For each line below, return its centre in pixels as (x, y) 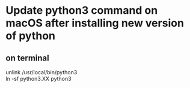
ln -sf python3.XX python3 (38, 79)
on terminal (27, 58)
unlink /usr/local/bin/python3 (41, 72)
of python (30, 36)
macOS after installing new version (95, 23)
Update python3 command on (82, 10)
